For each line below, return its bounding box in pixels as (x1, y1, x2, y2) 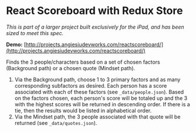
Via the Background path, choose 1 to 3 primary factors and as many (14, 76, 181, 83)
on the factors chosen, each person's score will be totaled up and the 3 (14, 95, 188, 102)
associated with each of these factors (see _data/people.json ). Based (14, 88, 184, 95)
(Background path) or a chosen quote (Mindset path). (6, 64, 136, 71)
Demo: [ (6, 41, 26, 48)
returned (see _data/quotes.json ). (14, 119, 97, 126)
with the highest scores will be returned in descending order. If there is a (14, 100, 191, 107)
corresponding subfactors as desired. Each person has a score (14, 82, 167, 89)
